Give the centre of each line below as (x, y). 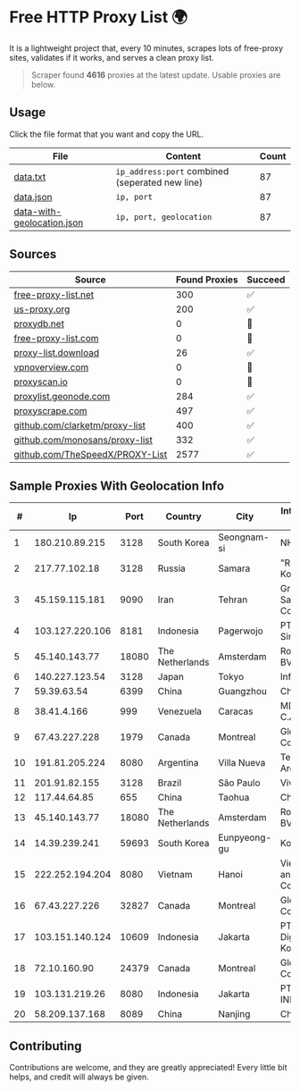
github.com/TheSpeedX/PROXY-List (91, 454)
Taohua (234, 798)
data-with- (38, 211)
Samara (234, 568)
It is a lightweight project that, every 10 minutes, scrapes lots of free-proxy (146, 48)
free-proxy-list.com (57, 338)
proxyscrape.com (50, 410)
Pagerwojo (241, 631)
